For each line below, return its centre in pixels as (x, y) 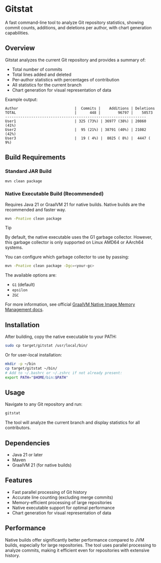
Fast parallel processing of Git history (49, 492)
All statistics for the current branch (47, 85)
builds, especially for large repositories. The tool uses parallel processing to (81, 545)
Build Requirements (35, 158)
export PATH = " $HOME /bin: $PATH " (37, 377)
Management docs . (24, 310)
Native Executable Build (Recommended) (54, 194)
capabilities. (17, 33)
